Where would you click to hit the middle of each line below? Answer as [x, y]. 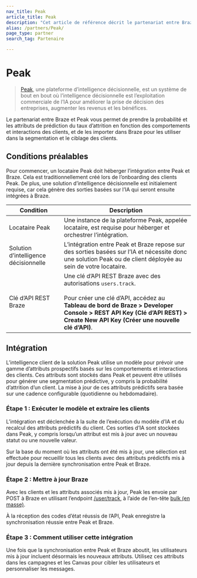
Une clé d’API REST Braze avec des [112, 275]
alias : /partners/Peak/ [35, 28]
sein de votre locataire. [95, 266]
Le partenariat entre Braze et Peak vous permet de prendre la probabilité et [97, 119]
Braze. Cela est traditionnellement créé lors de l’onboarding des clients [91, 177]
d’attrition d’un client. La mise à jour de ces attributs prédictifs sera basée [95, 387]
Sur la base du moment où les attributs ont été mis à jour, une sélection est [96, 451]
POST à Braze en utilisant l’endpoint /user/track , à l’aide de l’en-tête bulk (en [98, 498]
